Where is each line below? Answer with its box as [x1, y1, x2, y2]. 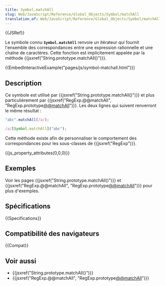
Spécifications [5, 202, 51, 211]
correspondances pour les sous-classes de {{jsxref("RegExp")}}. [5, 140, 137, 146]
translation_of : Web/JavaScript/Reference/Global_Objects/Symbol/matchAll [5, 16, 162, 21]
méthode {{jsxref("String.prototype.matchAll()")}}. [5, 55, 107, 61]
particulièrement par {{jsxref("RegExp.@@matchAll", [5, 97, 111, 104]
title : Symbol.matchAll [5, 7, 54, 12]
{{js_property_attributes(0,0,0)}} [5, 150, 70, 156]
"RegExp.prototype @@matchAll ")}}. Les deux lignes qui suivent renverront [5, 103, 157, 108]
